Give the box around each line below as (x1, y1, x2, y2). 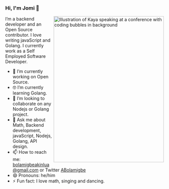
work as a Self (5, 48, 35, 54)
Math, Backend (12, 122, 44, 128)
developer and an (5, 21, 42, 27)
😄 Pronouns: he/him (12, 172, 55, 178)
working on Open (12, 74, 49, 80)
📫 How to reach (12, 149, 47, 155)
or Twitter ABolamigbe (39, 167, 86, 173)
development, (12, 128, 41, 134)
